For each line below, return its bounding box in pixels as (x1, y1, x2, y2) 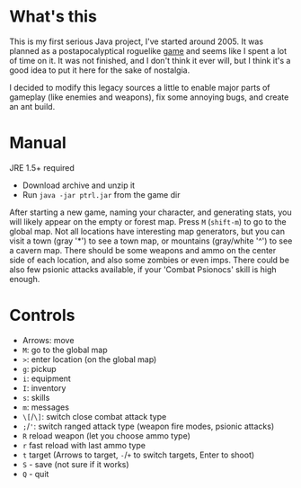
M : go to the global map (22, 344, 108, 355)
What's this (9, 6, 97, 27)
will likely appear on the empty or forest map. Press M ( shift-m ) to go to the (9, 216, 288, 226)
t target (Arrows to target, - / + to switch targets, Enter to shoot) (22, 449, 255, 460)
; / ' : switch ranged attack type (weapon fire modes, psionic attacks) (22, 421, 275, 431)
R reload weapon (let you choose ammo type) (22, 430, 191, 441)
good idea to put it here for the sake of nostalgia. (9, 65, 190, 75)
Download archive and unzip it (22, 180, 136, 191)
